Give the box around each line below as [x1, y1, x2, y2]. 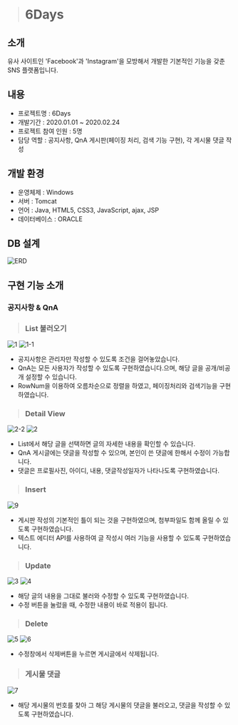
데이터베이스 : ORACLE [17, 214, 83, 223]
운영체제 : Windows [17, 188, 74, 196]
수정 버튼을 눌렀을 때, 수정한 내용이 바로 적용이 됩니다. [17, 600, 168, 609]
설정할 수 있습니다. [25, 372, 77, 381]
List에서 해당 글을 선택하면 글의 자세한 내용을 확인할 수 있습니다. [17, 440, 196, 448]
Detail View [24, 408, 66, 418]
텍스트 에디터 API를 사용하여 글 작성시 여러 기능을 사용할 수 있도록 [17, 533, 201, 542]
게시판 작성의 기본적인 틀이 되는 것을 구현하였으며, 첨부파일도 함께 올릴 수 [17, 515, 222, 524]
